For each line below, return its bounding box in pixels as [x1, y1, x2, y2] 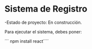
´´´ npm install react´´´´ [4, 38, 49, 44]
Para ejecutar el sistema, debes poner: [4, 29, 82, 34]
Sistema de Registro [4, 3, 88, 15]
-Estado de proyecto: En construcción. [4, 19, 82, 25]
